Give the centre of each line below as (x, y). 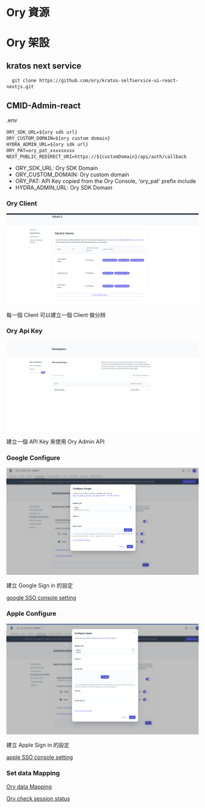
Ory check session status (38, 798)
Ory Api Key (24, 331)
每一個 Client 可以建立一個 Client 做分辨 (56, 315)
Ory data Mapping (29, 787)
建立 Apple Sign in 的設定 (38, 745)
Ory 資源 (28, 13)
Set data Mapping (33, 773)
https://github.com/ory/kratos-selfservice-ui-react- (109, 81)
